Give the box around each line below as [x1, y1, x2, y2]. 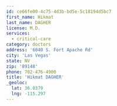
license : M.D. [6, 25, 41, 31]
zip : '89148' [6, 63, 38, 69]
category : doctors [6, 42, 51, 48]
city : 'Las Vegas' [6, 52, 51, 58]
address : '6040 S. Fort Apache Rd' [6, 47, 93, 53]
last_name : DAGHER [6, 19, 51, 25]
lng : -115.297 [11, 91, 46, 97]
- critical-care [11, 36, 51, 42]
